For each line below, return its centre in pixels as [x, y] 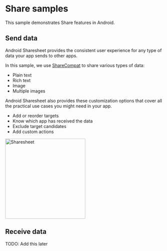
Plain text [22, 75]
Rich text [21, 80]
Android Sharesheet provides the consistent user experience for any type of [83, 50]
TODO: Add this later [26, 243]
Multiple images [29, 91]
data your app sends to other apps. [41, 55]
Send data [21, 38]
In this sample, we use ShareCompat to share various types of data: [75, 65]
